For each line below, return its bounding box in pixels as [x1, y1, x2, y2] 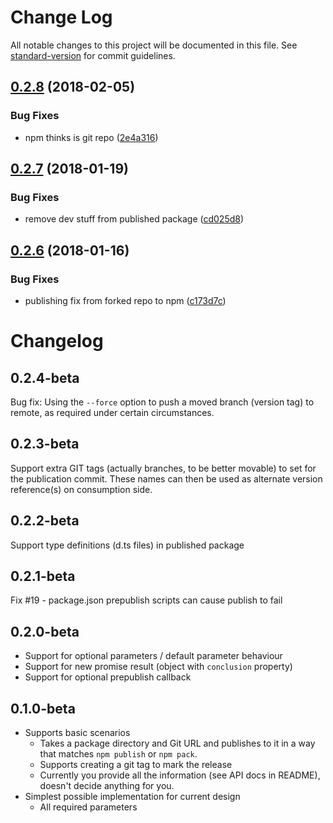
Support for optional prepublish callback [24, 671, 192, 683]
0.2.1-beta [10, 568, 76, 585]
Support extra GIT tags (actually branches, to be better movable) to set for [10, 462, 317, 474]
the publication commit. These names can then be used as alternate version [10, 472, 323, 485]
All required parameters [39, 801, 138, 813]
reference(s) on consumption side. [10, 483, 153, 495]
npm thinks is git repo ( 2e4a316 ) [24, 131, 159, 143]
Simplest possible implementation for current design [24, 791, 241, 803]
